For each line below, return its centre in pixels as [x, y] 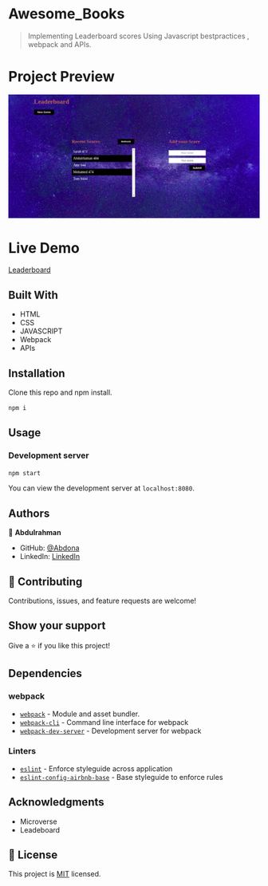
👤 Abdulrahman [35, 533]
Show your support [57, 626]
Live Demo [44, 248]
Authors [29, 513]
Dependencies [45, 673]
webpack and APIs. [59, 44]
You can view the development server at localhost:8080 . [102, 488]
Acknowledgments [57, 802]
